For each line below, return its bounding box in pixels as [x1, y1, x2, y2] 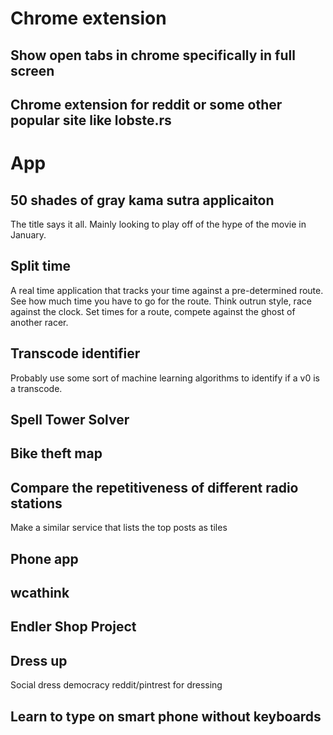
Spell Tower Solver [10, 411, 130, 428]
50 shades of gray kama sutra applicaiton [10, 192, 275, 209]
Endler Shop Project [10, 618, 137, 636]
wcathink [10, 584, 70, 601]
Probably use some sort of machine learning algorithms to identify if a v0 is [10, 372, 320, 384]
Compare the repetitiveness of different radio [10, 479, 299, 496]
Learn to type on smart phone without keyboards [10, 708, 322, 725]
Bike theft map [10, 445, 103, 462]
